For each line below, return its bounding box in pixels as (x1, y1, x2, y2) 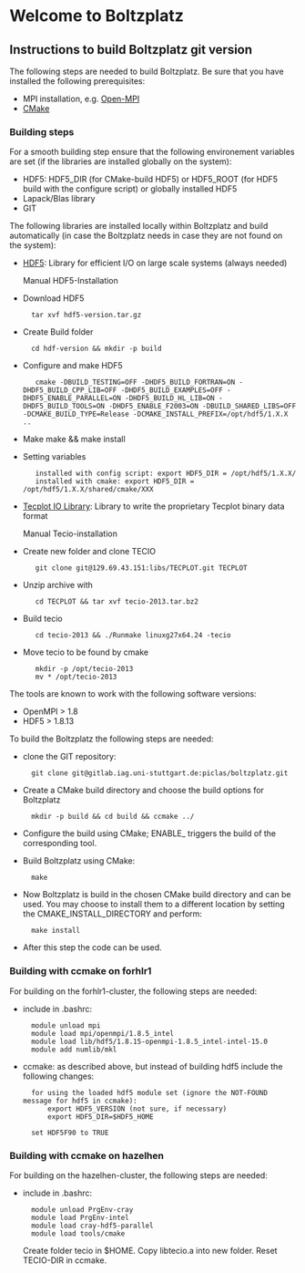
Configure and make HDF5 (22, 360, 123, 371)
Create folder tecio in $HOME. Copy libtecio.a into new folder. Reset (22, 1245, 278, 1256)
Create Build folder (22, 326, 94, 337)
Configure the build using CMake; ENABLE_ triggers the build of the (22, 828, 277, 839)
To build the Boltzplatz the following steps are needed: (9, 733, 214, 744)
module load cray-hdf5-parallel (31, 1221, 154, 1230)
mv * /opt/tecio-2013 (35, 672, 117, 682)
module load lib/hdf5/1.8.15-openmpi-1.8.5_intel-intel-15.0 (31, 1037, 269, 1046)
